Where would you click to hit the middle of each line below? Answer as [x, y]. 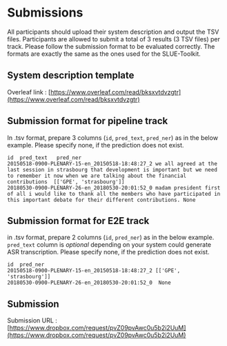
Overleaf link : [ [29, 92]
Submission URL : [32, 320]
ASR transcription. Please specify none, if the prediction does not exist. [108, 252]
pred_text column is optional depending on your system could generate [109, 245]
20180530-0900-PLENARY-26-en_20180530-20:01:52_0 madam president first [114, 187]
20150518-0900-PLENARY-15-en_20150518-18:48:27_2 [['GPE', [94, 271]
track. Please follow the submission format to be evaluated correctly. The [111, 46]
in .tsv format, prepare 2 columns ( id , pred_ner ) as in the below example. [111, 237]
